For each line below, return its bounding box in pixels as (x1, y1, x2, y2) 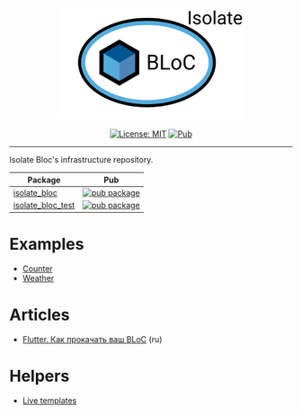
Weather (22, 273, 55, 284)
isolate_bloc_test (13, 200, 75, 210)
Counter (22, 263, 53, 274)
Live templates (22, 395, 77, 406)
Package (27, 174, 61, 185)
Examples (9, 234, 84, 254)
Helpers (9, 366, 70, 386)
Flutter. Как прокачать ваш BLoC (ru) (22, 334, 163, 345)
